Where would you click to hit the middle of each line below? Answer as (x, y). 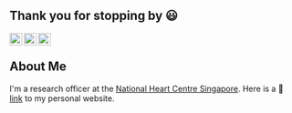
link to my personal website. (62, 98)
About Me (38, 67)
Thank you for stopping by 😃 (94, 16)
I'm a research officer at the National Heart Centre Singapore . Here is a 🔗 (147, 88)
